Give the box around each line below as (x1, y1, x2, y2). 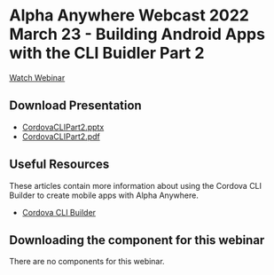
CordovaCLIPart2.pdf (21, 130, 100, 142)
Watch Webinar (9, 72, 66, 82)
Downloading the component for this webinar (9, 232, 265, 247)
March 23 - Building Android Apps (9, 24, 266, 44)
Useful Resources (9, 157, 110, 172)
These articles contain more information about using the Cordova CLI (9, 180, 262, 191)
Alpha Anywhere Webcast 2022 (9, 5, 250, 26)
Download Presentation (9, 98, 142, 114)
